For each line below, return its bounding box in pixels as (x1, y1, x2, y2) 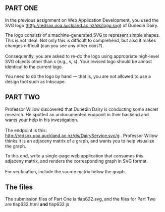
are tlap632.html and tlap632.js (5, 201, 69, 208)
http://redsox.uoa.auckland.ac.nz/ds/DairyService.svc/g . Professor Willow (5, 133, 158, 139)
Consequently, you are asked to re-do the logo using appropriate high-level (5, 53, 159, 59)
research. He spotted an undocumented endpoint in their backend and (5, 111, 149, 117)
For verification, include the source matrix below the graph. (5, 168, 126, 174)
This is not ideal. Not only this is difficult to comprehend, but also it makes (5, 37, 156, 43)
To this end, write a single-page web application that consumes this (5, 152, 144, 158)
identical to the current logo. (5, 64, 63, 70)
